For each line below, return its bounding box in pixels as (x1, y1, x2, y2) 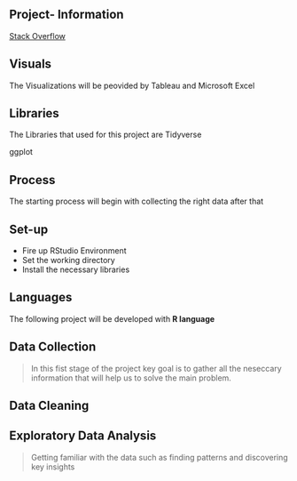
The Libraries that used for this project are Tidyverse (9, 129, 202, 140)
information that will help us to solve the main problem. (30, 373, 232, 383)
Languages (9, 290, 73, 305)
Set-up (9, 221, 49, 236)
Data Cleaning (9, 398, 90, 413)
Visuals (9, 57, 51, 72)
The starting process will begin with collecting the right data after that (9, 196, 264, 207)
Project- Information (9, 7, 124, 22)
